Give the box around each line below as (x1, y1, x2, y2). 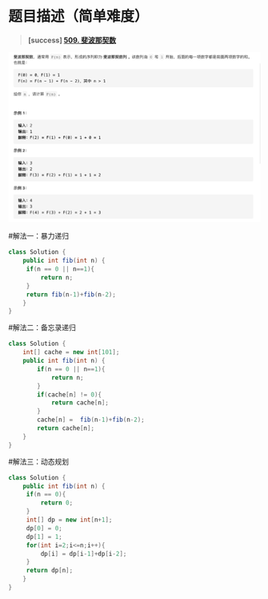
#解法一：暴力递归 (8, 231, 70, 241)
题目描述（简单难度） (8, 7, 150, 26)
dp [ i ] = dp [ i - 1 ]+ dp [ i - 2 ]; (40, 549, 127, 557)
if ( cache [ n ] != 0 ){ (37, 390, 102, 399)
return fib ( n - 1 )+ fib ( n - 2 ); (26, 290, 116, 299)
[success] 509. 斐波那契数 (27, 35, 117, 45)
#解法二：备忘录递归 (8, 323, 76, 332)
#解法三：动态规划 (8, 456, 70, 466)
